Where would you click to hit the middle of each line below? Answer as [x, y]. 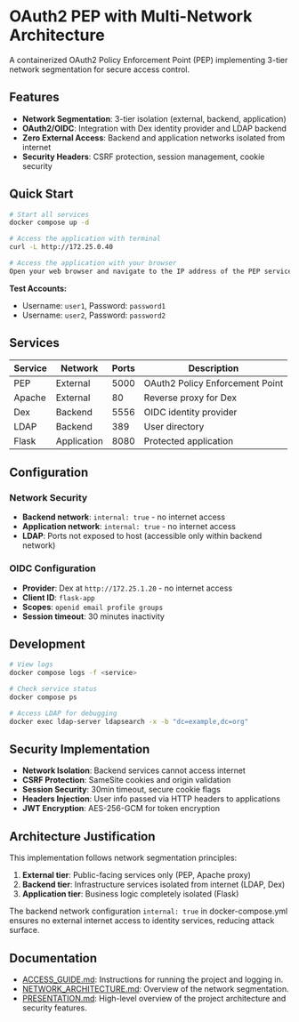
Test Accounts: [38, 288]
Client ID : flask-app [58, 597]
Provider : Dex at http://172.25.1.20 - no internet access [127, 588]
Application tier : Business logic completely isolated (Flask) [130, 894]
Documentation [53, 958]
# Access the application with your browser [93, 263]
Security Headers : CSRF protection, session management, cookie [143, 157]
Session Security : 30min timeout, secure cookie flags [121, 790]
